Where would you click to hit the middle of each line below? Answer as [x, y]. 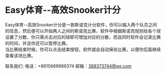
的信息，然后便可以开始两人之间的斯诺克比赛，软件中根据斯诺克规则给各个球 [83, 31]
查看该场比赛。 [20, 55]
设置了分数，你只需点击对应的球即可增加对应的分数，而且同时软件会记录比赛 [83, 37]
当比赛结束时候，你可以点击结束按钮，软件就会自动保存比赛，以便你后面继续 [83, 49]
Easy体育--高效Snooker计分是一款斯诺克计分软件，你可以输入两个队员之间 [81, 25]
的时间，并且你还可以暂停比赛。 [38, 43]
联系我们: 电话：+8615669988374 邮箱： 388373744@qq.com [68, 66]
